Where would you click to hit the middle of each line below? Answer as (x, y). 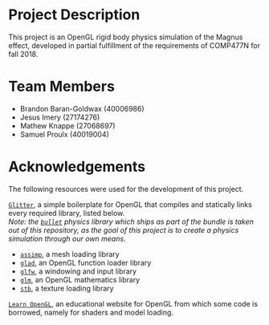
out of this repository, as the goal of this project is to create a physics (124, 230)
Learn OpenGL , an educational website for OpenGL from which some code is (133, 303)
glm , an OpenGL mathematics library (80, 279)
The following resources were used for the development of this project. (126, 189)
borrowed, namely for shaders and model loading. (91, 312)
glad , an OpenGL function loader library (86, 262)
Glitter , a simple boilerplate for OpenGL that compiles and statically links (130, 204)
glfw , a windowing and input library (78, 271)
